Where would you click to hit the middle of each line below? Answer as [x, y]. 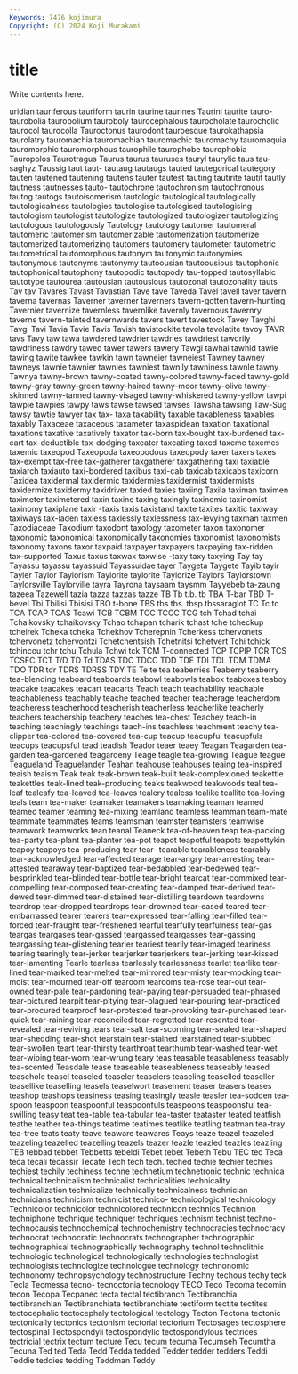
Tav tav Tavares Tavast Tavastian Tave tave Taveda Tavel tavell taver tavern [148, 291]
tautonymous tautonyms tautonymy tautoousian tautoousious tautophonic [145, 263]
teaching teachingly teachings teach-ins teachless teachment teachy [136, 727]
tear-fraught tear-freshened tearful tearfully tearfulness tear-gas [154, 925]
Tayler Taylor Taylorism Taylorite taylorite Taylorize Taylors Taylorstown [141, 575]
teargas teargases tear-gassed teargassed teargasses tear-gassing [133, 935]
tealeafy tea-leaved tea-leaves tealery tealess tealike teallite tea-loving [155, 793]
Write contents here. [47, 94]
